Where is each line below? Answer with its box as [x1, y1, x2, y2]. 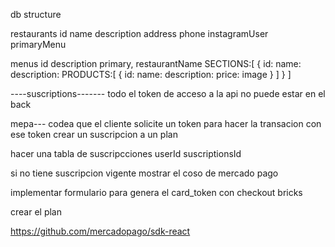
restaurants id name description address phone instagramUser [10, 28, 269, 39]
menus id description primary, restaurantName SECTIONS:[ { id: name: [10, 58, 302, 69]
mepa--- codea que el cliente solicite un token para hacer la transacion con [10, 118, 322, 129]
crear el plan [10, 206, 62, 218]
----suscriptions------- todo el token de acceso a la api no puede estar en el [10, 88, 326, 99]
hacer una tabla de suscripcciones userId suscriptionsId [10, 148, 242, 159]
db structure [10, 9, 62, 20]
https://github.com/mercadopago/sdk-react [10, 225, 191, 237]
